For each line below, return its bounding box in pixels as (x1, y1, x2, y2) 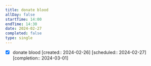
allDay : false (5, 12, 35, 17)
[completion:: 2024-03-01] (12, 55, 68, 61)
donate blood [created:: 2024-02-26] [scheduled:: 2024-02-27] (12, 49, 146, 55)
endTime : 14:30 (5, 21, 37, 27)
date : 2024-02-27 (5, 26, 42, 31)
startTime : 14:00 (5, 17, 42, 22)
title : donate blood (5, 7, 49, 13)
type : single (5, 36, 33, 41)
